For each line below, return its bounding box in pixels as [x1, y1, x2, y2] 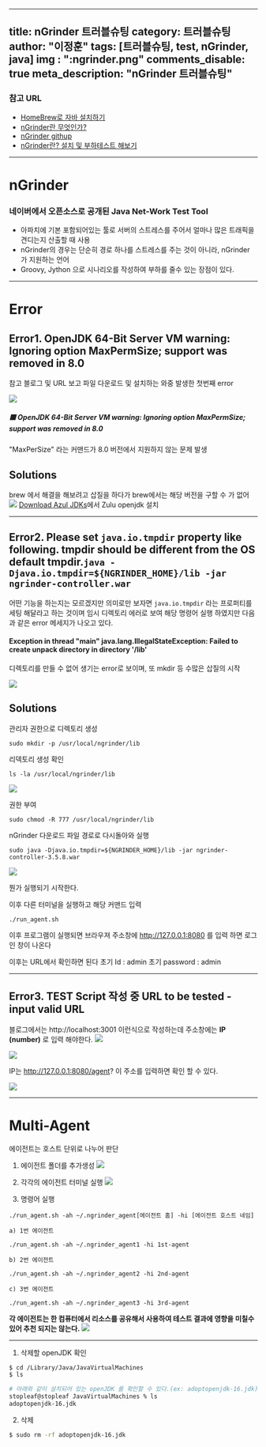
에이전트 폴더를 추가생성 [20, 1160, 96, 1170]
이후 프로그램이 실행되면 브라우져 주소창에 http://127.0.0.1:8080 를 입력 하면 [9, 930, 243, 939]
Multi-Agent [9, 1116, 90, 1135]
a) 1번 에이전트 [9, 1226, 54, 1234]
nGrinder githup [20, 131, 73, 141]
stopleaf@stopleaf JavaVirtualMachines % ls [9, 1392, 158, 1400]
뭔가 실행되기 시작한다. [9, 882, 79, 892]
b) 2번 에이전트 [9, 1256, 54, 1264]
